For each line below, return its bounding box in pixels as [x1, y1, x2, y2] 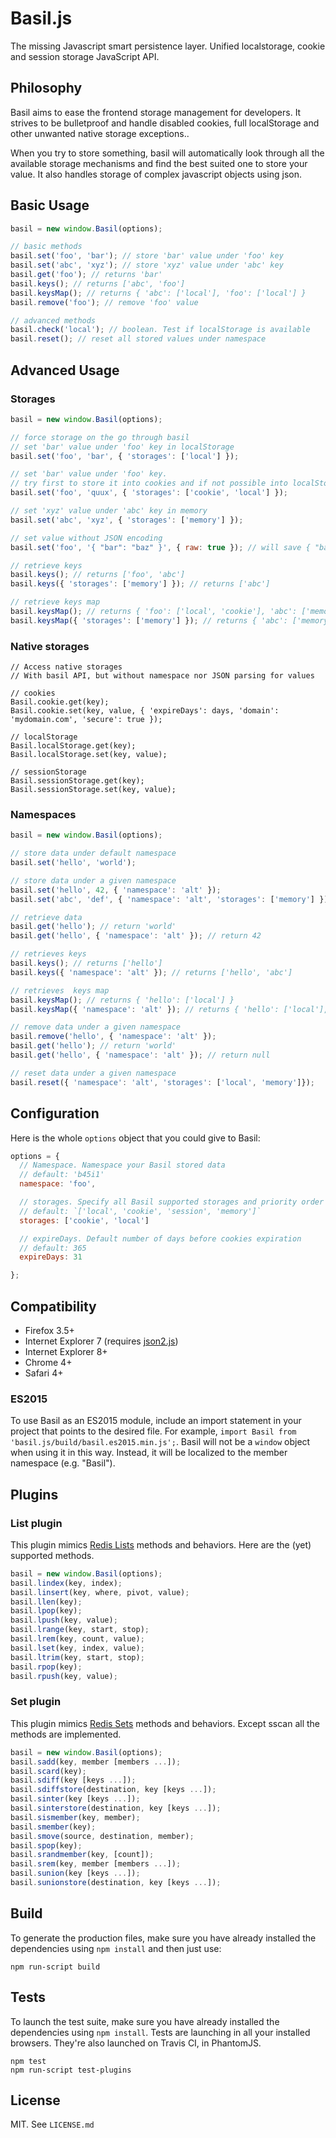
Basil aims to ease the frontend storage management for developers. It [10, 106, 302, 118]
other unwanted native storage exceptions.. [10, 127, 190, 139]
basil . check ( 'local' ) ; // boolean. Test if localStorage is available [10, 325, 311, 335]
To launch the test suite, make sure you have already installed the [10, 2015, 280, 2027]
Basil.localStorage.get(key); [10, 741, 137, 751]
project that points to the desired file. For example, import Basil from [10, 1425, 297, 1437]
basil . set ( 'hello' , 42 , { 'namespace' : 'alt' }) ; [10, 885, 222, 895]
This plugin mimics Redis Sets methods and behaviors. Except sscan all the [10, 1717, 321, 1729]
